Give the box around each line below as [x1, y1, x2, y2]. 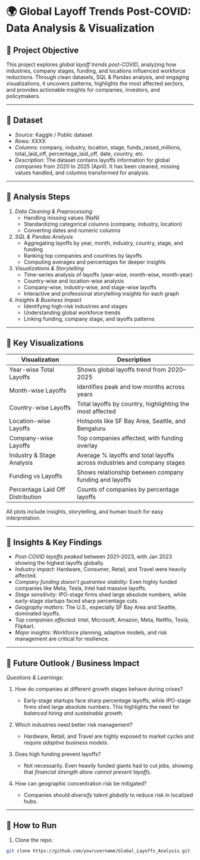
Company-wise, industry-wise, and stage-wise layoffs [23, 283, 157, 290]
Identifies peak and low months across [77, 383, 185, 391]
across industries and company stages [77, 459, 186, 467]
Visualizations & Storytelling [14, 264, 85, 271]
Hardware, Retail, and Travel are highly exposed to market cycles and [23, 733, 194, 740]
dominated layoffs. [14, 610, 61, 617]
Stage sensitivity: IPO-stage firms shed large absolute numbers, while [14, 591, 186, 598]
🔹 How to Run [6, 821, 57, 831]
